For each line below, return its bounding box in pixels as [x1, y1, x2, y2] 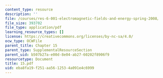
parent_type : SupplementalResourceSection [5, 47, 92, 52]
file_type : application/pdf [5, 25, 62, 30]
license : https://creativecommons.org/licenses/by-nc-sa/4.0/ [5, 34, 133, 39]
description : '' [5, 12, 38, 16]
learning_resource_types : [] [5, 30, 64, 34]
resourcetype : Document [5, 57, 53, 62]
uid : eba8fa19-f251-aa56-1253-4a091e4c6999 [5, 66, 95, 71]
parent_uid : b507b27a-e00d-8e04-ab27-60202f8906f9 [5, 52, 110, 57]
